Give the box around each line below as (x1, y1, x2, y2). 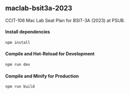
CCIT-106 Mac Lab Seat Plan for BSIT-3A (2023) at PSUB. (5, 17, 125, 23)
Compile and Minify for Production (5, 73, 79, 79)
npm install (5, 40, 30, 45)
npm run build (5, 84, 35, 89)
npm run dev (5, 62, 30, 67)
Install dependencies (5, 29, 50, 35)
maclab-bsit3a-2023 (5, 4, 73, 13)
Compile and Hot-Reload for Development (5, 51, 95, 57)
